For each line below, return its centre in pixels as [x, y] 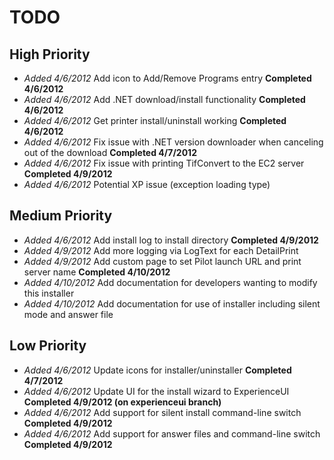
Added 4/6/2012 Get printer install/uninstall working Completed [155, 120]
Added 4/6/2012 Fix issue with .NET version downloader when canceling [173, 142]
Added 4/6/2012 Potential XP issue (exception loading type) [147, 184]
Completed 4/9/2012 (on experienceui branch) [122, 402]
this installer [49, 293]
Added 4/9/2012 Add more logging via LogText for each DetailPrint [161, 250]
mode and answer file [68, 314]
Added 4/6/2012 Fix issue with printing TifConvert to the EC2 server [164, 163]
